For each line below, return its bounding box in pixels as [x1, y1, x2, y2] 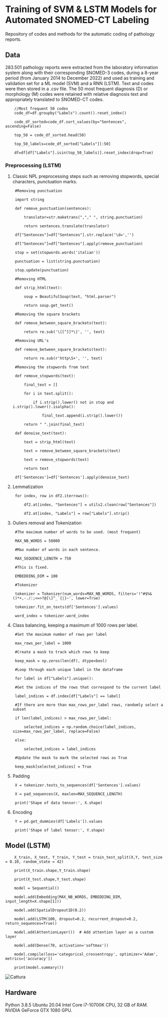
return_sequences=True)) [5, 921, 57, 926]
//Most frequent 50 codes [14, 106, 69, 111]
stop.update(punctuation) [15, 268, 69, 273]
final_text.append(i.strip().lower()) [42, 413, 123, 419]
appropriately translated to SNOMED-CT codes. [5, 96, 104, 102]
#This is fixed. [15, 565, 49, 570]
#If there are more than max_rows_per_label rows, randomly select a [15, 703, 163, 708]
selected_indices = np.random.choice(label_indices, [24, 724, 136, 730]
